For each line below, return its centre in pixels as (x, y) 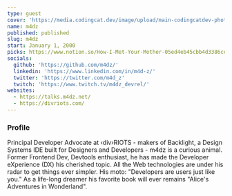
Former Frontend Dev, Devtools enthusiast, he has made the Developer (108, 157)
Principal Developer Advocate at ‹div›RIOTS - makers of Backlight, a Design (115, 143)
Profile (19, 127)
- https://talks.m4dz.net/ (52, 97)
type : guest (24, 13)
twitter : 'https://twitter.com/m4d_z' (69, 78)
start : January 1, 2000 (41, 46)
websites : (21, 90)
